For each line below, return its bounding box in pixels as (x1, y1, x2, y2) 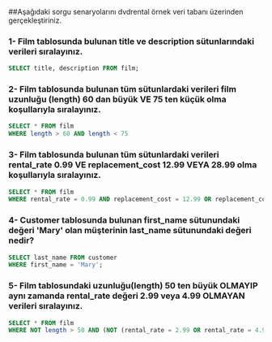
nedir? (8, 235, 35, 246)
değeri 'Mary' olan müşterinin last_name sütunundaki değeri (8, 225, 253, 236)
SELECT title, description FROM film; (8, 64, 139, 72)
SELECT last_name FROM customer (8, 253, 117, 262)
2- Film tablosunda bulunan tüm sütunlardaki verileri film (8, 84, 237, 95)
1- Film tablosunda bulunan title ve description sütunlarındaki (8, 36, 255, 47)
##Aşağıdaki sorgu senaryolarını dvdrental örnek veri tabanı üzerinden (8, 7, 244, 16)
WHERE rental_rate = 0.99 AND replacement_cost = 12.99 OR (8, 195, 212, 204)
